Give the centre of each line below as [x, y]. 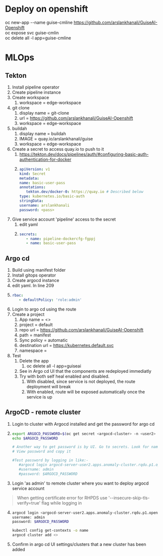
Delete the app [34, 361]
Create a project [28, 314]
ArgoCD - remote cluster [43, 412]
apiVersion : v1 [34, 169]
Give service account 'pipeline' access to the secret [64, 219]
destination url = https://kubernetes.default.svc [66, 345]
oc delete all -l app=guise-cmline [38, 38]
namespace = [33, 350]
